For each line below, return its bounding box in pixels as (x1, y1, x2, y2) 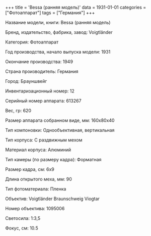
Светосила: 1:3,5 (5, 215, 41, 221)
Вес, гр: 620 (5, 108, 32, 113)
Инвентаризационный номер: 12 (5, 88, 74, 94)
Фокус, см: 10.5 (5, 225, 39, 231)
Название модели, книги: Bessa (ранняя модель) (5, 20, 111, 25)
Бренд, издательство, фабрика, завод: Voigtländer (5, 29, 113, 35)
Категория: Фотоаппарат (5, 39, 59, 45)
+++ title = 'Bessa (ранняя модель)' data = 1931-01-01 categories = (5, 5, 146, 10)
